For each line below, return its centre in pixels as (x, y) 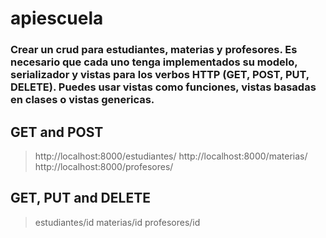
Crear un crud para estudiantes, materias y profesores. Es (154, 50)
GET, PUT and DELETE (80, 198)
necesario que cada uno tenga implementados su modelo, (154, 62)
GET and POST (57, 132)
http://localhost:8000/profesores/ (104, 166)
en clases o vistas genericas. (82, 100)
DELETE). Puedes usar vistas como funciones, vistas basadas (163, 87)
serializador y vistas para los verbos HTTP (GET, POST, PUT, (160, 75)
